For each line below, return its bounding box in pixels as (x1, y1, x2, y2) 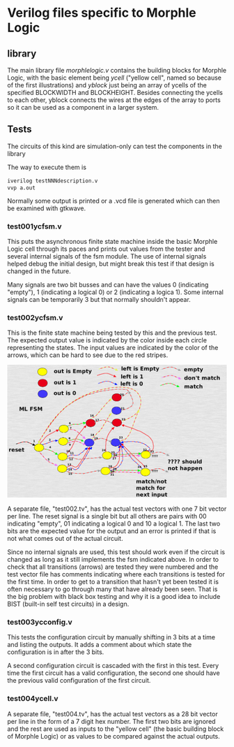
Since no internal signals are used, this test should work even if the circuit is (7, 548, 225, 556)
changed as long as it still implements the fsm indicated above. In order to (7, 556, 219, 564)
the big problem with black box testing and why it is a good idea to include (7, 593, 221, 601)
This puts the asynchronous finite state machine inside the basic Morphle (7, 238, 218, 246)
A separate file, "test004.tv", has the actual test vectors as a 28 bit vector (7, 709, 218, 718)
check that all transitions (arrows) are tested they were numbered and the (7, 563, 219, 571)
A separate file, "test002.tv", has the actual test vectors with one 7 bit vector (7, 505, 227, 513)
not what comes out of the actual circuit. (7, 535, 123, 543)
